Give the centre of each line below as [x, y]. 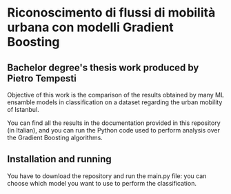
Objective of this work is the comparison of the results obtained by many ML [116, 95]
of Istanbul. [23, 109]
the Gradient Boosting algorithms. [55, 137]
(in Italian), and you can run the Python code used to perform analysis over [114, 130]
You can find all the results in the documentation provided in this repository [114, 123]
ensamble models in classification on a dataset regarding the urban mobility [115, 102]
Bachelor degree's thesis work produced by [103, 67]
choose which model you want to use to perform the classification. [102, 183]
